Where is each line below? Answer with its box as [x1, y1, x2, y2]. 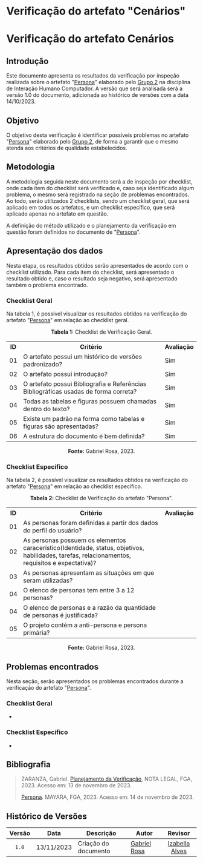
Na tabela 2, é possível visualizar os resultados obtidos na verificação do [6, 477, 188, 484]
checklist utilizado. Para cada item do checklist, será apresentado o [6, 268, 175, 276]
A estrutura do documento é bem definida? [23, 432, 145, 440]
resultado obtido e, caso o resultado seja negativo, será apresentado [6, 274, 178, 282]
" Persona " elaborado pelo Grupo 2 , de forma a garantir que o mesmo [6, 138, 179, 145]
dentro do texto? [23, 405, 70, 413]
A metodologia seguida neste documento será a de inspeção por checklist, [6, 177, 193, 185]
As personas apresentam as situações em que [23, 569, 155, 577]
